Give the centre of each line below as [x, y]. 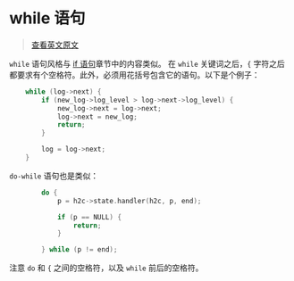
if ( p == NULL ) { [89, 217]
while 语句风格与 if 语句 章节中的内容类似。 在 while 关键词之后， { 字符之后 [147, 63]
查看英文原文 [55, 45]
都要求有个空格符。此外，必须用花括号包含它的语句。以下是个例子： [134, 74]
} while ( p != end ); [80, 250]
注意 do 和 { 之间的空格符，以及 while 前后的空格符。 [106, 268]
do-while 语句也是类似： [54, 176]
